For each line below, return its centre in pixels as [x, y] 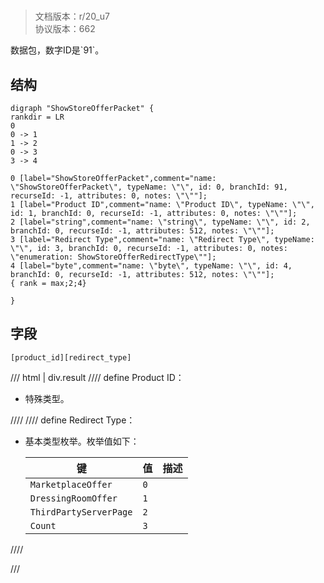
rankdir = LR [37, 117]
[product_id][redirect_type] [71, 357]
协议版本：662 [65, 29]
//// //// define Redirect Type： [73, 420]
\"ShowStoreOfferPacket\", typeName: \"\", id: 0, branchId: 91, [149, 187]
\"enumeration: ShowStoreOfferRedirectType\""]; [113, 257]
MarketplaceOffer [71, 484]
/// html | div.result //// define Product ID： [97, 377]
